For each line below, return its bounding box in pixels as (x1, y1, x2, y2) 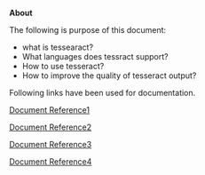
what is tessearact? (21, 42, 94, 52)
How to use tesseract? (21, 61, 105, 71)
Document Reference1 (9, 105, 91, 115)
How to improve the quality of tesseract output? (21, 70, 197, 81)
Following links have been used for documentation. (9, 88, 196, 98)
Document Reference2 (9, 122, 92, 132)
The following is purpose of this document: (9, 25, 167, 35)
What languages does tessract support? (21, 52, 169, 61)
